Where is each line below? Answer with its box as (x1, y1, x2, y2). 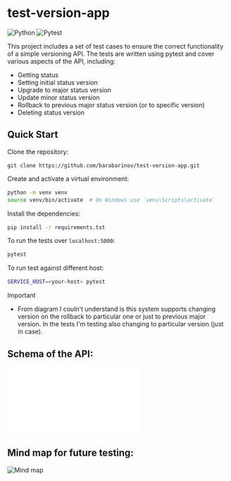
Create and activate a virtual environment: (7, 174, 129, 183)
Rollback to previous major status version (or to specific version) (17, 100, 206, 109)
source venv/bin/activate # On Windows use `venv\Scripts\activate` (7, 196, 216, 203)
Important (7, 291, 36, 299)
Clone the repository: (7, 147, 69, 156)
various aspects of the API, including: (7, 57, 116, 65)
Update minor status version (17, 93, 100, 102)
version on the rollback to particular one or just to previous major (17, 312, 206, 321)
